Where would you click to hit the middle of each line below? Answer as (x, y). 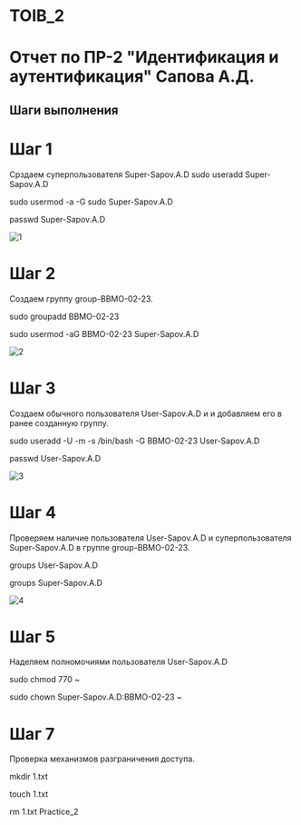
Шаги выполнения (64, 110)
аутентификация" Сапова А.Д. (132, 77)
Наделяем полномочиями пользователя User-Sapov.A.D (119, 662)
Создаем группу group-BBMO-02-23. (82, 298)
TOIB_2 (37, 16)
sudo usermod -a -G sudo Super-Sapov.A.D (92, 202)
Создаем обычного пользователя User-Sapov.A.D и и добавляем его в (146, 413)
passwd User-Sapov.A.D (55, 458)
